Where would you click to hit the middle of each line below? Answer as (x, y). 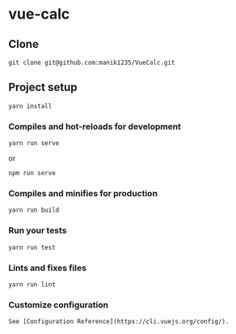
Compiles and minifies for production (83, 194)
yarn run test (32, 247)
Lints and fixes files (48, 268)
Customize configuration (59, 305)
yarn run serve (34, 143)
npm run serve (32, 173)
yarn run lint (32, 285)
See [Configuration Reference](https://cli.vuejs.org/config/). (119, 322)
